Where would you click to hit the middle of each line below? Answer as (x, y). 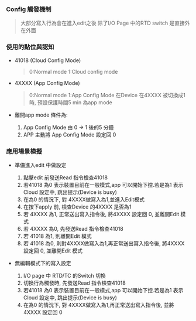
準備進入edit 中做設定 (40, 165)
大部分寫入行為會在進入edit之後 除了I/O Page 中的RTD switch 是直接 (103, 23)
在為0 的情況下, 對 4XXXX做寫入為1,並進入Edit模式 (84, 199)
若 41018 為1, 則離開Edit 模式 (57, 236)
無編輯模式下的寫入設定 (43, 263)
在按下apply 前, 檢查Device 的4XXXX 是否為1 (77, 207)
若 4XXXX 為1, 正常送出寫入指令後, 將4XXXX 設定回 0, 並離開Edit (101, 214)
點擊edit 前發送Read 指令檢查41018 (66, 177)
